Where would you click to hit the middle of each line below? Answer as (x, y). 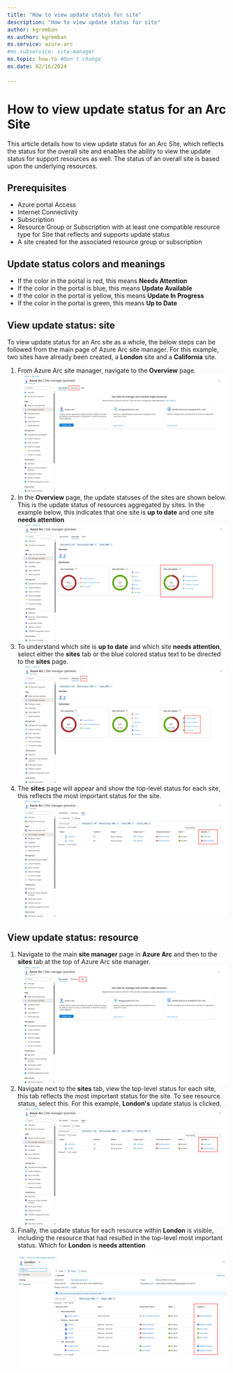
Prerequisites (37, 188)
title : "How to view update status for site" (74, 15)
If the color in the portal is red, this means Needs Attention (102, 281)
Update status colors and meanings (86, 264)
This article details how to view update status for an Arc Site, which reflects (116, 144)
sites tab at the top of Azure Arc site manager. (84, 962)
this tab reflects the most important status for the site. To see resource (119, 1096)
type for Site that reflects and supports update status (93, 235)
